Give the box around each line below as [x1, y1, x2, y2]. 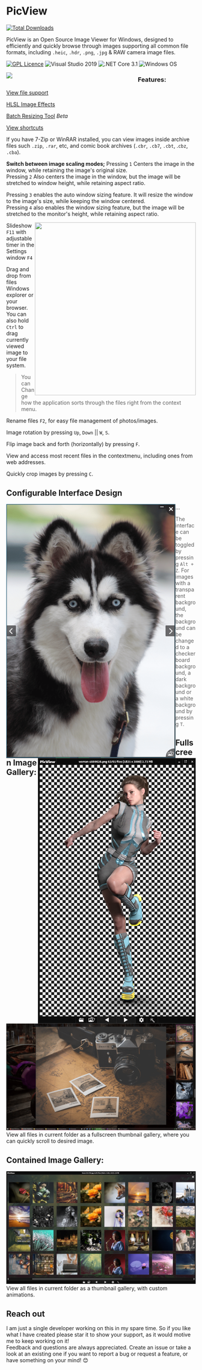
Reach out [6, 1309, 45, 1319]
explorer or [6, 291, 34, 299]
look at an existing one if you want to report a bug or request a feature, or [6, 1350, 188, 1357]
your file [6, 356, 27, 363]
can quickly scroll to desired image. [6, 1137, 94, 1145]
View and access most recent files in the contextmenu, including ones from [6, 452, 193, 459]
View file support [6, 89, 49, 96]
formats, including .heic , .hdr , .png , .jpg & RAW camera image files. [6, 48, 176, 55]
